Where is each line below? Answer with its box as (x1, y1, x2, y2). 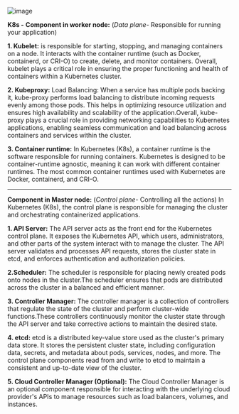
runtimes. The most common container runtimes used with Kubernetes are (7, 168, 225, 175)
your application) (7, 28, 58, 36)
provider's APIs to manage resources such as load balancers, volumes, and (7, 393, 229, 401)
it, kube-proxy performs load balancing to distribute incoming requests (7, 93, 216, 102)
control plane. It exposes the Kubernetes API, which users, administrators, (7, 231, 225, 240)
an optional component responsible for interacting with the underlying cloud (7, 385, 230, 393)
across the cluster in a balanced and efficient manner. (7, 283, 165, 291)
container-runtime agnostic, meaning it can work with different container (7, 160, 221, 168)
